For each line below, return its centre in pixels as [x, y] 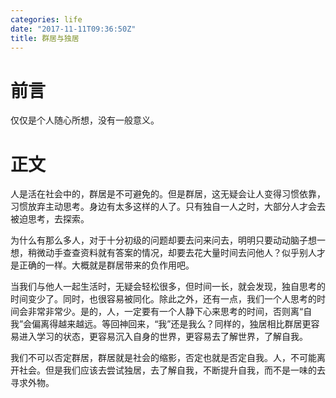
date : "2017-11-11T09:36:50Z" [73, 29]
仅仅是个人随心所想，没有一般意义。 [85, 120]
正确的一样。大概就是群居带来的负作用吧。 [106, 265]
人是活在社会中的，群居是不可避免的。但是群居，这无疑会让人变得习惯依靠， [168, 194]
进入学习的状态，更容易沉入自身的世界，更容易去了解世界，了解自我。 [163, 337]
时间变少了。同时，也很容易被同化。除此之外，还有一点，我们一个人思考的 [163, 299]
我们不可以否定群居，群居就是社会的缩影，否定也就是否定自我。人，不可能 [163, 358]
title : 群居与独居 [45, 38]
